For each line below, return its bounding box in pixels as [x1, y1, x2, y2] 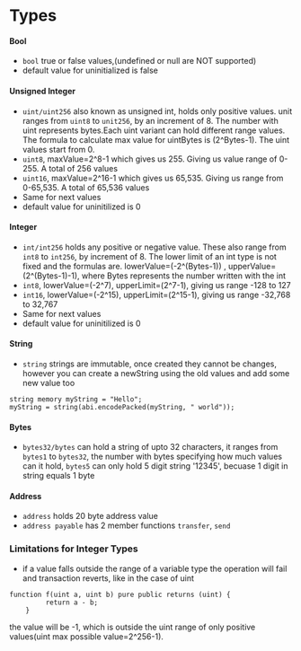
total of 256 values [49, 163, 119, 173]
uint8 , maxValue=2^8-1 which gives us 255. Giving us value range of [22, 154, 278, 164]
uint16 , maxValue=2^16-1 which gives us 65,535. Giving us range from [22, 172, 284, 183]
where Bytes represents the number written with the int [81, 270, 286, 281]
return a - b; [45, 598, 99, 607]
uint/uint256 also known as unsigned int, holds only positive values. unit [22, 105, 293, 117]
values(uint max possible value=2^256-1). [9, 630, 164, 642]
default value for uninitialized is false [22, 65, 159, 76]
